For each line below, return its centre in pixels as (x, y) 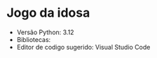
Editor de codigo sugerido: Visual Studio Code (83, 47)
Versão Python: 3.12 (45, 32)
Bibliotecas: (34, 39)
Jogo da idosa (48, 13)
